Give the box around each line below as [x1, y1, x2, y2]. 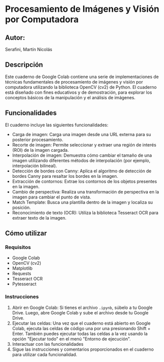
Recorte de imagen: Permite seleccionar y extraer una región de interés [12, 141, 157, 148]
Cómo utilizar [5, 229, 47, 238]
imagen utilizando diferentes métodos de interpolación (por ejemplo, [12, 157, 151, 163]
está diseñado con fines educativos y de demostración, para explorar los [5, 89, 152, 95]
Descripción [5, 60, 43, 69]
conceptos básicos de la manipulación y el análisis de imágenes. [5, 94, 136, 100]
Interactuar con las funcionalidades [12, 341, 84, 347]
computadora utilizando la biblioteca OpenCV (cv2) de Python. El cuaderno [5, 84, 157, 90]
